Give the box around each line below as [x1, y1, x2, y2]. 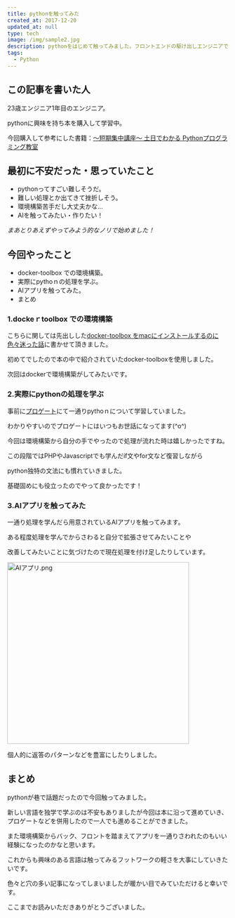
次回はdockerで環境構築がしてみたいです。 [7, 370, 131, 379]
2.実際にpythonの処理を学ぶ [7, 389, 104, 399]
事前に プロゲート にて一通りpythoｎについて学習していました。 [7, 407, 189, 415]
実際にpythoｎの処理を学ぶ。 [17, 277, 102, 286]
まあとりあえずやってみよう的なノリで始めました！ [7, 226, 155, 235]
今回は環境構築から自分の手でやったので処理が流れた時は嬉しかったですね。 [7, 436, 229, 445]
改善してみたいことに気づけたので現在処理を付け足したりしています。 [7, 548, 209, 556]
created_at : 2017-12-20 [7, 17, 77, 24]
